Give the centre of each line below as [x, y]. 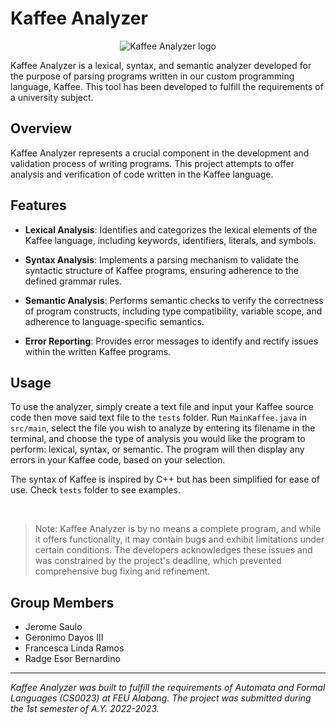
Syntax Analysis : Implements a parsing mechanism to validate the [161, 259]
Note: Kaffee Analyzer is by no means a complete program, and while [178, 529]
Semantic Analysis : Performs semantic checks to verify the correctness [174, 300]
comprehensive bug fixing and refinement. [122, 571]
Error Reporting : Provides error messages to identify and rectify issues [171, 341]
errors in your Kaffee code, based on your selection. [118, 460]
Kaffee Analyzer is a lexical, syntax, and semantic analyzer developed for [161, 65]
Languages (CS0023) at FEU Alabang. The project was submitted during [161, 698]
